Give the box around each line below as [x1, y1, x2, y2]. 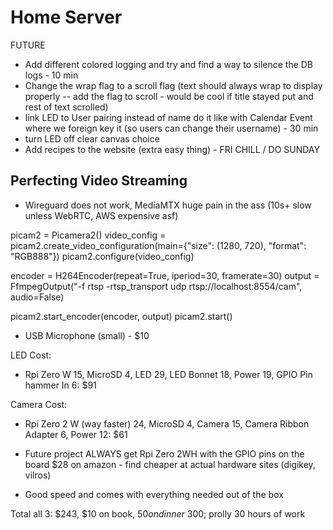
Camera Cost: [10, 398, 68, 410]
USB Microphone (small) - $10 [24, 329, 150, 341]
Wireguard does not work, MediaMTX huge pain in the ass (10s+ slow [24, 199, 312, 211]
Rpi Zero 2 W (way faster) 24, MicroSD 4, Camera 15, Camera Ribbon [24, 417, 310, 430]
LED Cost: [10, 349, 52, 361]
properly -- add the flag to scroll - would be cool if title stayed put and [24, 90, 314, 102]
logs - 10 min [24, 69, 79, 81]
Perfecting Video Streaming [10, 172, 188, 190]
